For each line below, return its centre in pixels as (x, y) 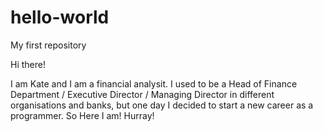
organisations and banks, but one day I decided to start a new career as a (162, 105)
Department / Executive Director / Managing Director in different (142, 94)
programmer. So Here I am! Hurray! (82, 115)
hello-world (60, 17)
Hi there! (28, 64)
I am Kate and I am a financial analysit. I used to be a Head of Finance (154, 83)
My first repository (48, 45)
